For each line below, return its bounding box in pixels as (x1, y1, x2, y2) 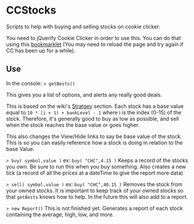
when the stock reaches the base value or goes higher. (6, 121, 140, 129)
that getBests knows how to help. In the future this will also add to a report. (6, 193, 188, 200)
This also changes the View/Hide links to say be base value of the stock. (6, 133, 182, 140)
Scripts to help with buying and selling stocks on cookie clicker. (6, 23, 160, 30)
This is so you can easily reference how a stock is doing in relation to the (6, 139, 183, 146)
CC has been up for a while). (6, 47, 75, 54)
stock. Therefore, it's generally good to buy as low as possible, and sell (6, 115, 179, 122)
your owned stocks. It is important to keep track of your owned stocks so (6, 187, 184, 194)
